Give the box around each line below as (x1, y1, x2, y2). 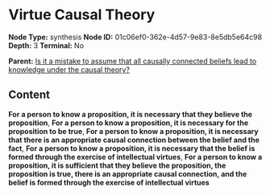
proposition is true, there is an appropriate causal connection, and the (8, 169, 247, 178)
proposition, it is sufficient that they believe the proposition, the (8, 160, 226, 170)
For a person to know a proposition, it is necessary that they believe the (8, 109, 252, 119)
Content (8, 88, 51, 102)
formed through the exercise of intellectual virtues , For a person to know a (8, 152, 263, 161)
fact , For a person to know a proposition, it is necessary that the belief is (8, 143, 255, 153)
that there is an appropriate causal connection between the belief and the (8, 135, 260, 144)
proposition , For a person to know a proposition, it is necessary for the (8, 118, 248, 128)
